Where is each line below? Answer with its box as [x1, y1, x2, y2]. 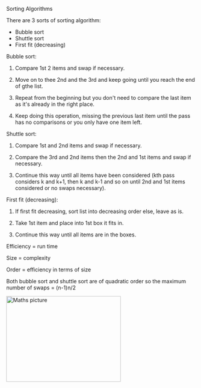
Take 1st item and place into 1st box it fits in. [14, 220, 124, 226]
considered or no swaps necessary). [14, 185, 107, 191]
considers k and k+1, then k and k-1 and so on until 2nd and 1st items [14, 178, 185, 185]
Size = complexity [6, 254, 51, 261]
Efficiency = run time [6, 243, 58, 250]
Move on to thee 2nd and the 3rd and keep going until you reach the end [14, 76, 196, 83]
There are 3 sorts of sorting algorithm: [6, 17, 101, 23]
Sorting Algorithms [6, 5, 53, 12]
